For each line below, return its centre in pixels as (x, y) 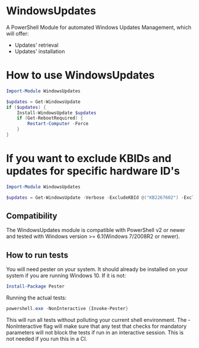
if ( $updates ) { (26, 107)
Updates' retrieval (36, 45)
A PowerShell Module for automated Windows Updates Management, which (99, 27)
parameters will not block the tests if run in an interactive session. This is (95, 332)
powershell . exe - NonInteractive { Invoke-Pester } (67, 309)
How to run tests (37, 255)
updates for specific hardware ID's (93, 171)
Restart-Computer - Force (58, 124)
